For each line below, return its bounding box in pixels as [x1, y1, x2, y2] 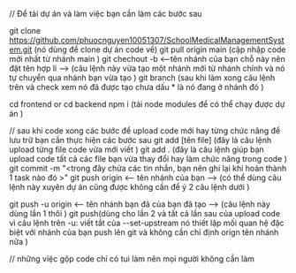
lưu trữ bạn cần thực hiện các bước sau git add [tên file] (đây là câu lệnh [9, 135, 272, 145]
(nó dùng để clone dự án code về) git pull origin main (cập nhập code [34, 44, 286, 55]
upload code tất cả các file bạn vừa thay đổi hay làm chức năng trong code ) [9, 154, 287, 163]
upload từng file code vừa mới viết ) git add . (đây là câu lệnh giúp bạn [9, 144, 265, 155]
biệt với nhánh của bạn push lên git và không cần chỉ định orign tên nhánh [9, 227, 279, 238]
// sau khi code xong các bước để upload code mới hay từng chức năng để [9, 125, 281, 136]
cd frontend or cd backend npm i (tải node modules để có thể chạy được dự [9, 99, 285, 110]
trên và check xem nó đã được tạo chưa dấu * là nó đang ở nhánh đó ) [9, 82, 264, 92]
